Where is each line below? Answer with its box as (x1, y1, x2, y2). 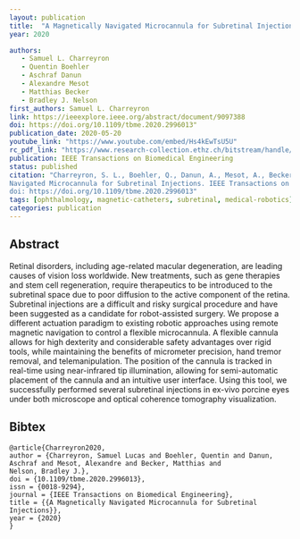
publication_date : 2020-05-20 (9, 129, 122, 139)
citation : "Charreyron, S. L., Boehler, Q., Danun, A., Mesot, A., (9, 171, 266, 180)
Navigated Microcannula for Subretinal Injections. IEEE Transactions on (9, 179, 290, 188)
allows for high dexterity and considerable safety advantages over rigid (9, 336, 272, 347)
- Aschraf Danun (21, 71, 82, 80)
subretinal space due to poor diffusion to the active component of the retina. (9, 289, 290, 299)
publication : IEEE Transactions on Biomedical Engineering (9, 154, 234, 163)
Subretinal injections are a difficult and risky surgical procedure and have (9, 299, 279, 309)
